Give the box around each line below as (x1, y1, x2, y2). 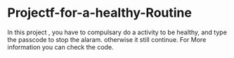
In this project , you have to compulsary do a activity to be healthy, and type (7, 28, 227, 36)
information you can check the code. (7, 43, 114, 51)
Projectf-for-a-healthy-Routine (7, 5, 192, 21)
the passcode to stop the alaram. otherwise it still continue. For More (7, 35, 207, 43)
